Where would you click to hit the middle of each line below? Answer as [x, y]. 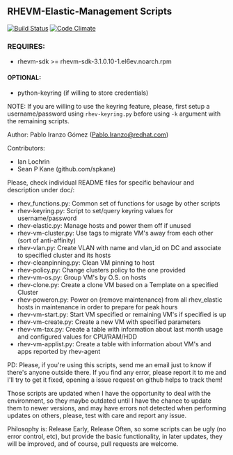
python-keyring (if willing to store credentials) [83, 93]
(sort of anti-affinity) [47, 240]
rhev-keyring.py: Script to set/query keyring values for [95, 211]
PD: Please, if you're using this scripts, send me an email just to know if [110, 365]
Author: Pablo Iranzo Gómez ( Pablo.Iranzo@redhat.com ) [88, 134]
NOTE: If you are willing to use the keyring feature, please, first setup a [109, 107]
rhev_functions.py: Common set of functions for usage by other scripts [119, 203]
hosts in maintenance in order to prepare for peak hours [97, 307]
